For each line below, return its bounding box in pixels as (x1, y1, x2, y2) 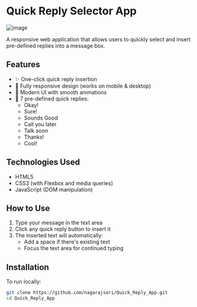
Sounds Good (23, 114, 58, 121)
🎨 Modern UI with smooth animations (14, 88, 107, 96)
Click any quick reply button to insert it (14, 225, 111, 233)
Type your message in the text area (14, 219, 103, 226)
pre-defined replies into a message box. (6, 42, 105, 49)
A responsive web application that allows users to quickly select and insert (6, 35, 191, 43)
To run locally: (6, 278, 41, 285)
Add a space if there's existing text (23, 239, 111, 246)
